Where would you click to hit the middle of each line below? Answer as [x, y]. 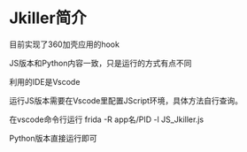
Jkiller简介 [48, 18]
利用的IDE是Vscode [45, 81]
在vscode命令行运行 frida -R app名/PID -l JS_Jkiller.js [107, 119]
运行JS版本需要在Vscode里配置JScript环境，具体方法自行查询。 [126, 100]
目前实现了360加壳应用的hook [64, 44]
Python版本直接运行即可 [53, 138]
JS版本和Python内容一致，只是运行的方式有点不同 [100, 63]
